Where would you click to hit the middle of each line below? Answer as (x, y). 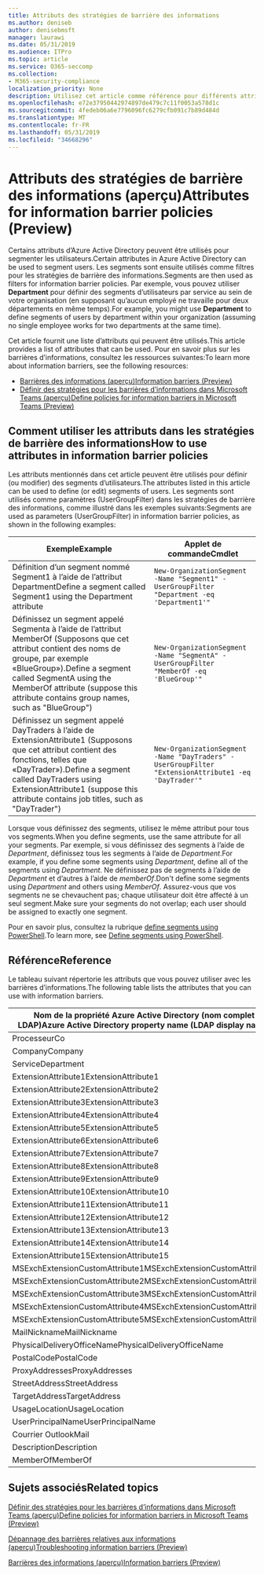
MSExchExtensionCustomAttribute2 (78, 1281)
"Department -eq (184, 595)
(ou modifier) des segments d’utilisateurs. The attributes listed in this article (129, 483)
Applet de (203, 544)
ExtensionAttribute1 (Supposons (72, 740)
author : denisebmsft (42, 30)
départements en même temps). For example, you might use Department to (130, 309)
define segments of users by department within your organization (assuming (132, 317)
